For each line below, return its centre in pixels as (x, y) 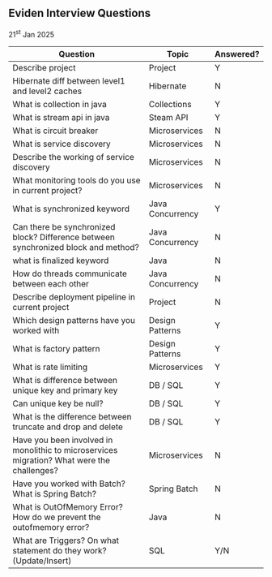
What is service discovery (62, 144)
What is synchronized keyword (71, 209)
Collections (170, 105)
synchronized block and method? (76, 248)
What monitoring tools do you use (76, 180)
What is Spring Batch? (55, 494)
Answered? (237, 54)
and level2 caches (47, 91)
